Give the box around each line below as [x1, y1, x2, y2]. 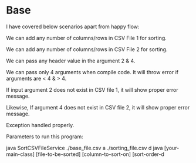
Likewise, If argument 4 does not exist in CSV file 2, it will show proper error [6, 104, 190, 111]
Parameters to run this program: [6, 133, 83, 140]
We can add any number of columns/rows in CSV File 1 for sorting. [6, 34, 167, 41]
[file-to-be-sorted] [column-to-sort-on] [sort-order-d [36, 151, 164, 158]
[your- [164, 144, 180, 151]
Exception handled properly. [6, 121, 75, 128]
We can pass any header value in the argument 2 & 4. [6, 57, 136, 64]
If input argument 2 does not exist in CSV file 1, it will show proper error [6, 86, 178, 93]
